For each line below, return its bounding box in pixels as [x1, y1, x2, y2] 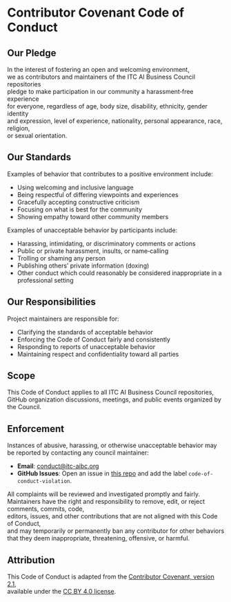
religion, [7, 124, 30, 132]
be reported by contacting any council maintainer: [7, 449, 150, 457]
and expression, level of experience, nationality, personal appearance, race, [7, 117, 223, 125]
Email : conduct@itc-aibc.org [17, 462, 99, 471]
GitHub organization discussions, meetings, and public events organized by [7, 395, 222, 404]
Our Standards [7, 151, 72, 163]
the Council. [7, 403, 41, 411]
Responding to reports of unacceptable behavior [17, 342, 156, 350]
